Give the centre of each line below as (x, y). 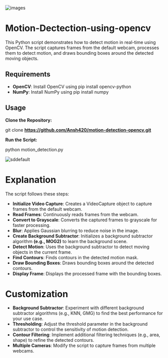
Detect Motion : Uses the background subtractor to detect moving (81, 247)
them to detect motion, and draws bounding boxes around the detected (79, 53)
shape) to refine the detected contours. (53, 340)
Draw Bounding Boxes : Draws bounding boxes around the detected (83, 263)
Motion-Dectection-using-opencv (78, 28)
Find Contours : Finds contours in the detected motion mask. (75, 257)
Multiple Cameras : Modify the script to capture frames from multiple (84, 346)
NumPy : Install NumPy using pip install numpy (61, 92)
